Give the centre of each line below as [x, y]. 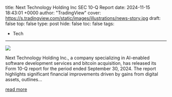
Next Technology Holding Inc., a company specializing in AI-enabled [78, 58]
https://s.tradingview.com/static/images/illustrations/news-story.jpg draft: [83, 18]
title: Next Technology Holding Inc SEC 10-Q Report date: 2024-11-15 [78, 7]
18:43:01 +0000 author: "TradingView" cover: [53, 13]
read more [16, 89]
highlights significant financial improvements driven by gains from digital [82, 74]
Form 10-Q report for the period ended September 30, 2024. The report [81, 69]
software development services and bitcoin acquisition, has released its [81, 63]
